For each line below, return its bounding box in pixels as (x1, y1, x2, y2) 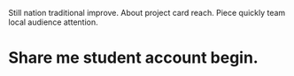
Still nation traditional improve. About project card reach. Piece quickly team (8, 8, 286, 18)
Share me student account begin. (8, 48, 259, 68)
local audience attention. (8, 17, 98, 27)
